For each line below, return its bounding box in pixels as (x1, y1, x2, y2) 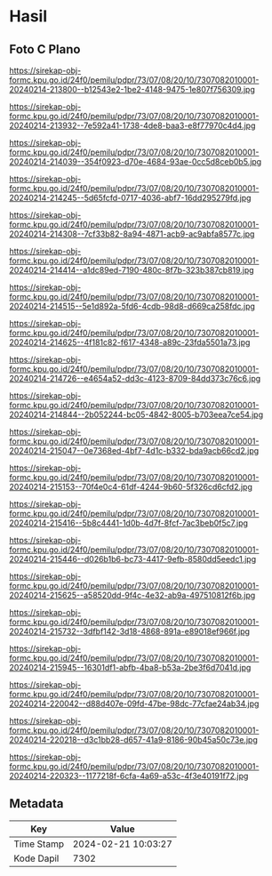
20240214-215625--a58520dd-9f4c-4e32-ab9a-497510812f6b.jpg (9, 590, 256, 600)
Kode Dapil (13, 852, 60, 864)
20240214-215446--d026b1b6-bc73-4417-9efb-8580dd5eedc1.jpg (9, 554, 256, 564)
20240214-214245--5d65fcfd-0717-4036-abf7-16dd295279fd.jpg (9, 193, 252, 203)
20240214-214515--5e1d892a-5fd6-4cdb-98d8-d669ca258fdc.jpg (9, 301, 256, 311)
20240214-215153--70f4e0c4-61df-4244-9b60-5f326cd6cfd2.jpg (9, 482, 253, 492)
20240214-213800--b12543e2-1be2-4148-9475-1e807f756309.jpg (9, 84, 255, 94)
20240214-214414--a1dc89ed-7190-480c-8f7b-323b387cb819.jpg (9, 265, 255, 275)
